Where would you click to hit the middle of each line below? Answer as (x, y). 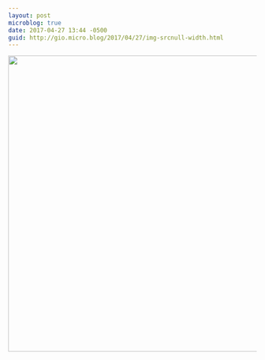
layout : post (30, 15)
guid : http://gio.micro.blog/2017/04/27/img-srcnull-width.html (116, 37)
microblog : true (35, 23)
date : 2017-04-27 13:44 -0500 (58, 30)
